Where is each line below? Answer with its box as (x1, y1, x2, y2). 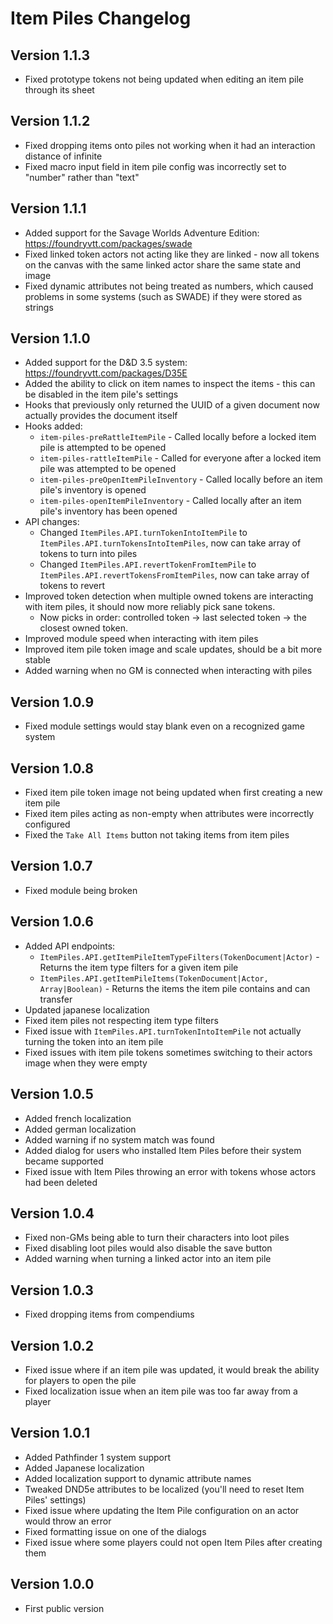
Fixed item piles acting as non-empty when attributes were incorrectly (24, 808, 315, 820)
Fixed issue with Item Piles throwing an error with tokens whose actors (24, 1165, 317, 1177)
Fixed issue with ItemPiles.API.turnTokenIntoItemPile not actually (24, 1025, 302, 1037)
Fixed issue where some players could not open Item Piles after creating (24, 1536, 323, 1548)
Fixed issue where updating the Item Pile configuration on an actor (24, 1504, 300, 1516)
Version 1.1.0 (10, 330, 91, 347)
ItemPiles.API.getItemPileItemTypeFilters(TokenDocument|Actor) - (39, 950, 320, 962)
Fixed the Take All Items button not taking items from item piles (24, 829, 290, 841)
